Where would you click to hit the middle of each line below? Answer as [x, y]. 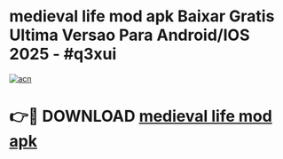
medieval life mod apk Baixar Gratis [142, 16]
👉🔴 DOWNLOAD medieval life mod [141, 116]
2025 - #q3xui [63, 54]
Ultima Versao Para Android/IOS [130, 35]
